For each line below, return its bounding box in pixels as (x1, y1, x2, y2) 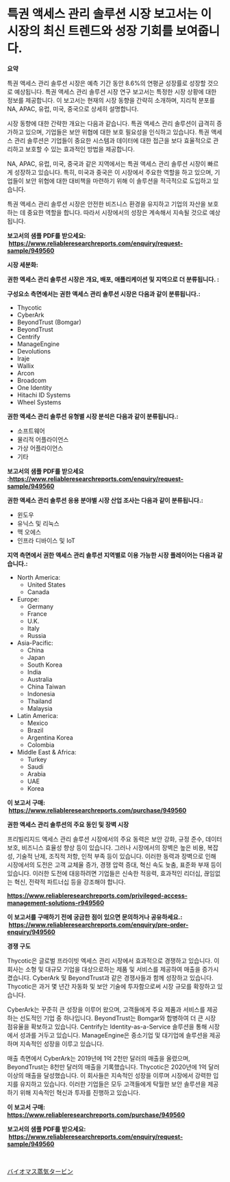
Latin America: (16, 711, 58, 719)
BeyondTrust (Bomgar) (16, 318, 82, 326)
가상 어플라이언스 (16, 443, 64, 452)
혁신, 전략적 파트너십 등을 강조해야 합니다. (14, 878, 126, 886)
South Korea (27, 661, 63, 669)
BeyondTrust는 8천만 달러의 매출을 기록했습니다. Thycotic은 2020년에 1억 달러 (7, 1063, 220, 1071)
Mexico (27, 719, 49, 727)
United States (27, 580, 66, 589)
